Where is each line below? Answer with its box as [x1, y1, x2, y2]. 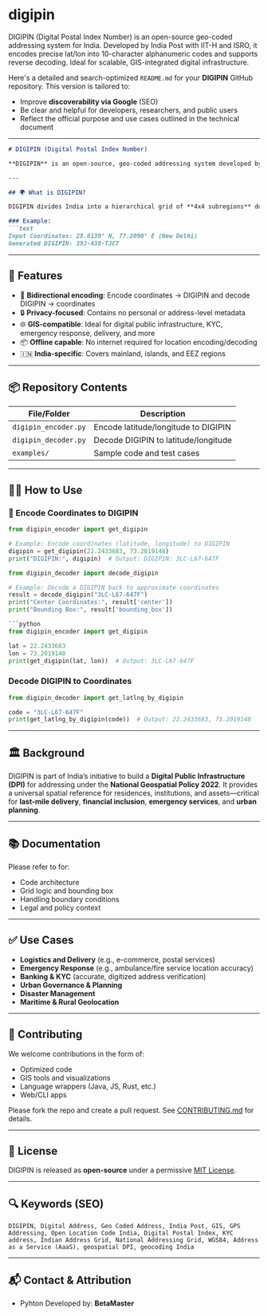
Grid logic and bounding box [19, 886, 114, 895]
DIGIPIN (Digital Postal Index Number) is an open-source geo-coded [8, 32, 233, 41]
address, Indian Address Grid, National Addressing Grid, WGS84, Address [8, 1236, 259, 1244]
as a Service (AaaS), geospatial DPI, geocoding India [8, 1243, 195, 1251]
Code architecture [19, 877, 80, 887]
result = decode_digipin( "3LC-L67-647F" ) [8, 591, 148, 599]
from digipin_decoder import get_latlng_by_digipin [8, 694, 183, 701]
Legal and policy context [19, 903, 101, 912]
